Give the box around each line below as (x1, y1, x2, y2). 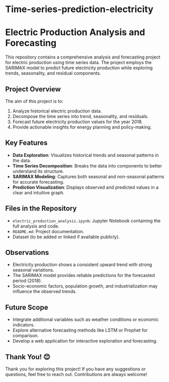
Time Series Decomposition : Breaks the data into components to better (12, 162, 162, 169)
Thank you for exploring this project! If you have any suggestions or (5, 366, 146, 372)
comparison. (12, 333, 39, 339)
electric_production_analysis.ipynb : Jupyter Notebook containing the (12, 217, 161, 224)
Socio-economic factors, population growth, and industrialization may (12, 283, 158, 289)
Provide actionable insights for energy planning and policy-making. (12, 124, 152, 130)
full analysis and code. (12, 223, 60, 229)
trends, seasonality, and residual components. (5, 70, 101, 76)
